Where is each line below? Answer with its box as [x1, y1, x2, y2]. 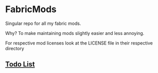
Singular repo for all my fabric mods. [5, 20, 81, 26]
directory [5, 45, 24, 51]
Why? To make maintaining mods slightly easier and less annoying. [5, 30, 145, 36]
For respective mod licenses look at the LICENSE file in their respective [5, 40, 153, 46]
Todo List [5, 60, 35, 69]
